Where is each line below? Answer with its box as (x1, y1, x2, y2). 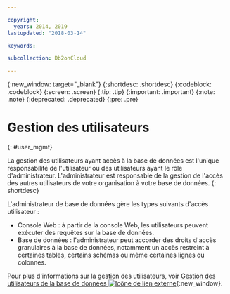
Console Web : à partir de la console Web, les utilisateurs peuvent (17, 221, 209, 229)
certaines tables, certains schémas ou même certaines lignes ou (17, 250, 205, 260)
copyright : (7, 16, 39, 23)
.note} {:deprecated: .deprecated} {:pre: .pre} (7, 95, 139, 104)
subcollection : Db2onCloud (7, 55, 87, 62)
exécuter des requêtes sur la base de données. (17, 229, 155, 237)
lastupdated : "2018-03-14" (7, 29, 87, 36)
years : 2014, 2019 (13, 22, 68, 30)
